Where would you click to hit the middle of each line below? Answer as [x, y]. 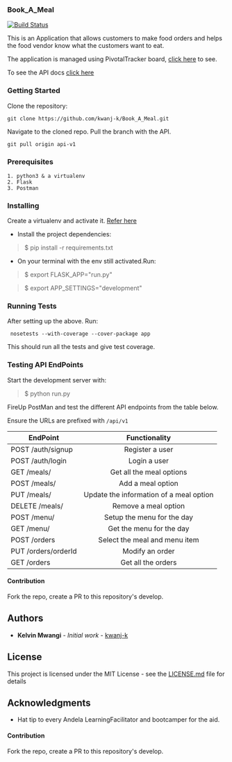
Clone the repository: [38, 106]
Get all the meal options [149, 472]
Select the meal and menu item [149, 540]
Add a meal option [149, 483]
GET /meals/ [31, 472]
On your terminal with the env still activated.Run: [86, 261]
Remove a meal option [149, 505]
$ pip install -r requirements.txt [68, 248]
